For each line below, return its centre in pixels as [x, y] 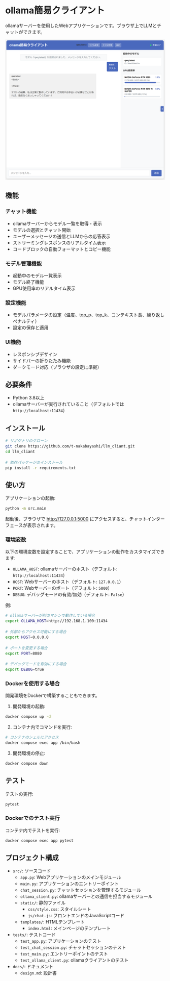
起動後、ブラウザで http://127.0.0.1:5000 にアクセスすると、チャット [76, 519]
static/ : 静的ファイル [43, 903]
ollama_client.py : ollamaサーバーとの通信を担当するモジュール [87, 896]
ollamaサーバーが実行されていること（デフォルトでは [68, 404]
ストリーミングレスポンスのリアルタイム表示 [59, 242]
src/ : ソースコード [32, 871]
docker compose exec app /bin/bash [43, 743]
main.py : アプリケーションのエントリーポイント [70, 884]
